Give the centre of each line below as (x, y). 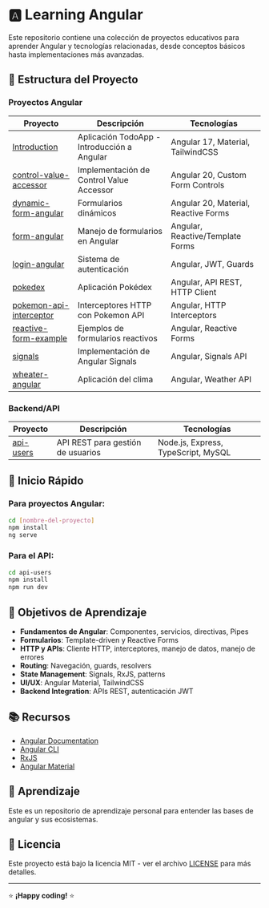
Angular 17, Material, (211, 142)
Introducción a (104, 147)
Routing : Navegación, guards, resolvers (86, 665)
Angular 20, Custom (209, 175)
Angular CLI (39, 749)
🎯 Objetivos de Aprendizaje (78, 612)
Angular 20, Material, (211, 203)
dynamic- (31, 203)
